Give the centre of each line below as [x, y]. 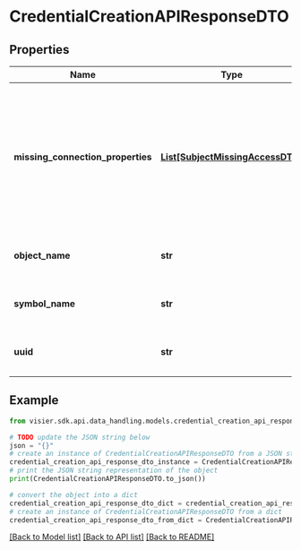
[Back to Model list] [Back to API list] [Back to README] [112, 537]
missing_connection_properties [83, 157]
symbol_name [45, 304]
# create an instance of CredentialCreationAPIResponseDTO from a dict [146, 511]
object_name [42, 255]
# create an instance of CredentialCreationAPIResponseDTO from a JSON [146, 454]
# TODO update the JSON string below [80, 437]
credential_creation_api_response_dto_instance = [104, 462]
